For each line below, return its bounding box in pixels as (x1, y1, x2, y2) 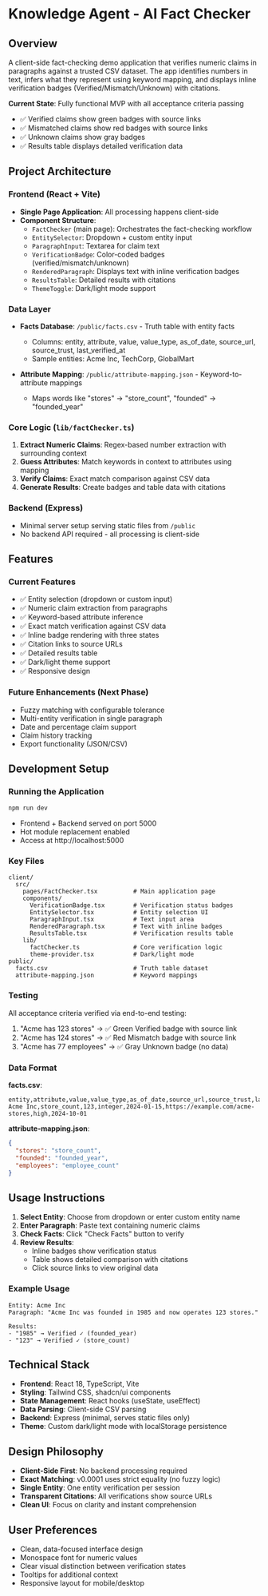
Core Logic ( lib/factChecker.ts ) (8, 421, 135, 432)
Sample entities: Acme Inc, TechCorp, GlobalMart (31, 353, 195, 364)
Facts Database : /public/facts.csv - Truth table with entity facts (19, 321, 235, 331)
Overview (8, 37, 58, 50)
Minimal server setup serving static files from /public (19, 520, 196, 530)
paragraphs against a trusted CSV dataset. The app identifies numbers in (8, 66, 249, 76)
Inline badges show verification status (31, 1246, 157, 1256)
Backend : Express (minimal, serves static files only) (19, 1413, 191, 1423)
